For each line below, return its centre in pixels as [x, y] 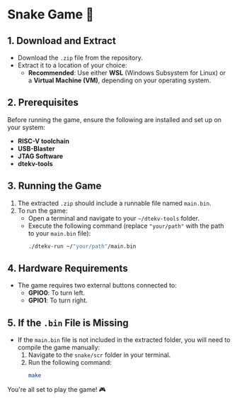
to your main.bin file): [59, 233]
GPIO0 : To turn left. [57, 293]
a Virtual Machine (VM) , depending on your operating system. [120, 80]
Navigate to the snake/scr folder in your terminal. [99, 355]
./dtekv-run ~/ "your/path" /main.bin [82, 246]
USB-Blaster [36, 148]
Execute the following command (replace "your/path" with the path [126, 226]
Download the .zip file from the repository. [80, 57]
